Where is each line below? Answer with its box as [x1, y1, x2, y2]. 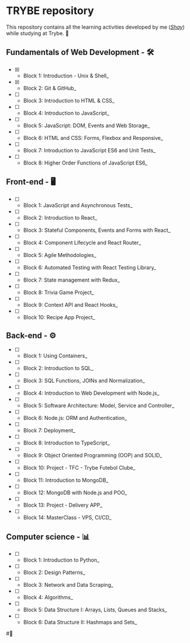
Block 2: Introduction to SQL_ [23, 365, 94, 372]
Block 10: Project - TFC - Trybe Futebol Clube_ [23, 464, 136, 471]
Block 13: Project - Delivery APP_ [23, 502, 103, 509]
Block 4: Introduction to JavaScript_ [23, 110, 110, 117]
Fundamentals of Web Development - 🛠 [6, 47, 154, 57]
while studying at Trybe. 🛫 [6, 29, 69, 36]
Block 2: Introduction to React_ [23, 214, 98, 221]
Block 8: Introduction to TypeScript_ [23, 439, 110, 446]
